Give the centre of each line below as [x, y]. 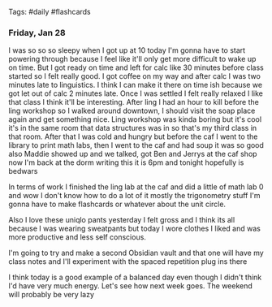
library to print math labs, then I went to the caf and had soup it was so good [136, 145]
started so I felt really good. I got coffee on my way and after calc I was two [135, 76]
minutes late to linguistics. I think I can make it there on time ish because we [135, 85]
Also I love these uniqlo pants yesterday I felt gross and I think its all [122, 220]
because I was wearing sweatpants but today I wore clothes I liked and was [135, 229]
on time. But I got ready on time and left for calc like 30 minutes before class [136, 67]
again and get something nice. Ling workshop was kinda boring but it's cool [135, 119]
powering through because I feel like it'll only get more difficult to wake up [132, 59]
